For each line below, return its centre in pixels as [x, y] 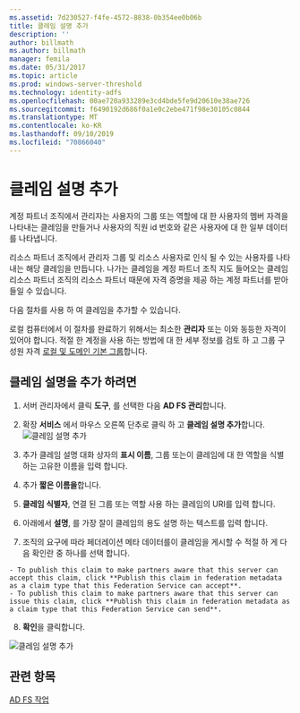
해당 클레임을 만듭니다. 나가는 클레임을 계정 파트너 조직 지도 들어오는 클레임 [157, 268]
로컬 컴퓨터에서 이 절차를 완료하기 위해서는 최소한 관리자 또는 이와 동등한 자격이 [148, 328]
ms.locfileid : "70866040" [57, 142]
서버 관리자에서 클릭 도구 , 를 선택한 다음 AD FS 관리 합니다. [124, 405]
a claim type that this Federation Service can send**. [116, 609]
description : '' [39, 34]
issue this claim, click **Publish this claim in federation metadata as [150, 601]
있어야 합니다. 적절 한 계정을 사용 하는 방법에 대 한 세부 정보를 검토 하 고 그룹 [142, 340]
